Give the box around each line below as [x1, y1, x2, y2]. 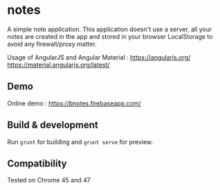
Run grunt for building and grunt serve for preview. [7, 137, 154, 146]
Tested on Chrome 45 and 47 [7, 176, 91, 184]
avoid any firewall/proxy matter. [7, 40, 97, 48]
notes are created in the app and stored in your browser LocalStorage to [7, 32, 213, 40]
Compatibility [7, 157, 67, 169]
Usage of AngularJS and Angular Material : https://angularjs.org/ [7, 53, 191, 61]
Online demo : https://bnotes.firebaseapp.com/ [7, 99, 141, 107]
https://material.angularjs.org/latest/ [7, 60, 110, 69]
